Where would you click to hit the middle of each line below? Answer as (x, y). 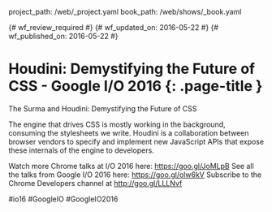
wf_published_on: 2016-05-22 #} (64, 36)
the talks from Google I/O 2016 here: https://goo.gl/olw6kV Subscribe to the (135, 175)
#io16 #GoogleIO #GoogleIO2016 (63, 199)
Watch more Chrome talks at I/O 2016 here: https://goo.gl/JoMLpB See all (131, 166)
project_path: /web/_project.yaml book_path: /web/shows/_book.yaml (125, 12)
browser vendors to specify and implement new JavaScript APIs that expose (136, 141)
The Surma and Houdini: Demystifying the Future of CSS (103, 108)
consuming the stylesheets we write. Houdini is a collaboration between (129, 132)
